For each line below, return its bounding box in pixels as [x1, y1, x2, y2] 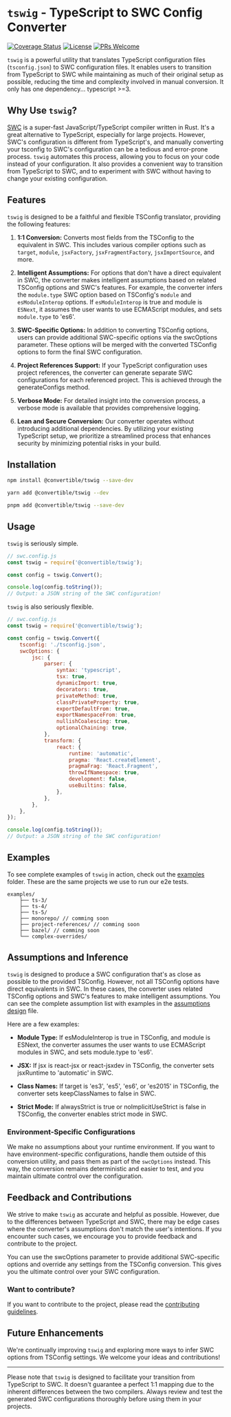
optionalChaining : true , [56, 724, 128, 731]
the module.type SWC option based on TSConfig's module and [16, 291, 192, 299]
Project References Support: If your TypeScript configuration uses [16, 361, 208, 369]
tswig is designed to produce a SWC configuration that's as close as [7, 969, 201, 978]
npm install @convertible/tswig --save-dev [7, 477, 134, 484]
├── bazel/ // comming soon [19, 927, 100, 934]
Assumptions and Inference [7, 952, 129, 963]
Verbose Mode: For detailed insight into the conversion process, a [16, 396, 206, 404]
